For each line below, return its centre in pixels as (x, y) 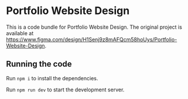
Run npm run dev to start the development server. (65, 90)
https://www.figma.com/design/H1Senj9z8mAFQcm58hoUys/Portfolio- (92, 39)
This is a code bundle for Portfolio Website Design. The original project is (94, 27)
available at (20, 33)
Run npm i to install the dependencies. (52, 78)
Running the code (39, 64)
